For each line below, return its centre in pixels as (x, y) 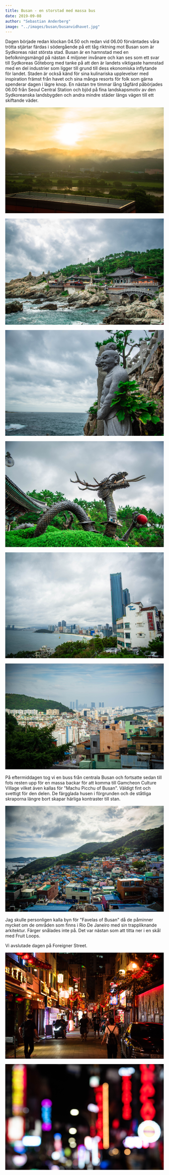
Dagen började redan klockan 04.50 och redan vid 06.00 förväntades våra (82, 42)
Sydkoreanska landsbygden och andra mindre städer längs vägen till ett (80, 95)
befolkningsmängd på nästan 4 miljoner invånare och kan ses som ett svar (82, 57)
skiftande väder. (22, 100)
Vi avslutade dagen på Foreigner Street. (47, 946)
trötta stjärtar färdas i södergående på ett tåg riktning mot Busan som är (80, 47)
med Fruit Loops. (23, 936)
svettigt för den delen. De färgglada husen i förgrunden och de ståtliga (78, 794)
